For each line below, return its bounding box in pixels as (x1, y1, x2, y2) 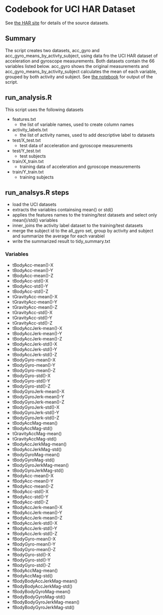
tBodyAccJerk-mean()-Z (12, 335, 63, 341)
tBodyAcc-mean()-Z (12, 273, 53, 279)
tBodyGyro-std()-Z (12, 383, 51, 389)
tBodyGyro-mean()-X (12, 357, 56, 363)
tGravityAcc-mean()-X (12, 293, 58, 299)
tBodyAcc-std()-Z (12, 288, 48, 294)
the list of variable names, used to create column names (19, 121, 134, 127)
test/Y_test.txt (12, 148, 41, 154)
